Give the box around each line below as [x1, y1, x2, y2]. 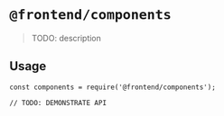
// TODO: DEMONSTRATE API [9, 98, 107, 107]
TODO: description [31, 32, 102, 43]
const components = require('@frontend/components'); [9, 83, 217, 92]
